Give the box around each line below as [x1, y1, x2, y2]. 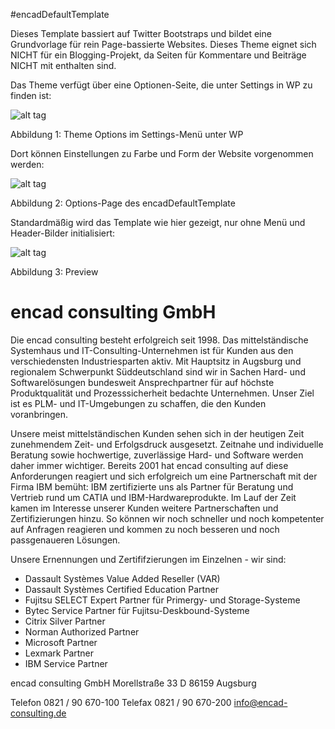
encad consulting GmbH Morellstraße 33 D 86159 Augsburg [10, 677, 257, 689]
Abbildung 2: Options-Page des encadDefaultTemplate [10, 197, 236, 209]
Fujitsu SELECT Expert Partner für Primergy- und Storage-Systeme [24, 594, 301, 606]
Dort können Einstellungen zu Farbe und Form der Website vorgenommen [10, 148, 314, 159]
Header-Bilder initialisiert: [10, 227, 116, 239]
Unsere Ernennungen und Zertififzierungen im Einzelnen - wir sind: [10, 553, 287, 565]
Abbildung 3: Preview [10, 266, 99, 278]
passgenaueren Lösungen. [10, 534, 121, 546]
